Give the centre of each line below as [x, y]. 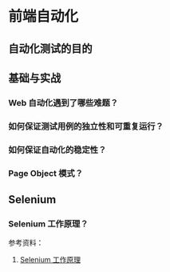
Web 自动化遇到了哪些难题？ [63, 102]
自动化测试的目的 [50, 48]
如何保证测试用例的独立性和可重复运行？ [86, 126]
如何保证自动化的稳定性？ [57, 150]
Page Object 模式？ [46, 173]
